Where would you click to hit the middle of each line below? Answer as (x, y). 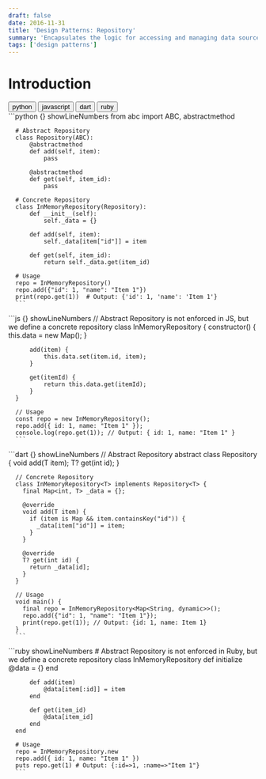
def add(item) (53, 683)
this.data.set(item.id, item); (95, 357)
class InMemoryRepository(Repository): (81, 207)
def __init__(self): (63, 214)
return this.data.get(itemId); (95, 384)
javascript (56, 107)
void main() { (38, 602)
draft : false (30, 15)
